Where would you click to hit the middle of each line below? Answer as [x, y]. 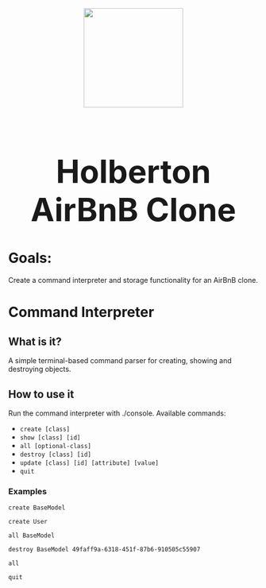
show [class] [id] [50, 438]
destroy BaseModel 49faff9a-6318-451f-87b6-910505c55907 [104, 550]
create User [28, 522]
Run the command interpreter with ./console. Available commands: [117, 413]
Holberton [133, 171]
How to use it [41, 394]
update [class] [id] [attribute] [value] [89, 463]
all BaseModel [32, 536]
